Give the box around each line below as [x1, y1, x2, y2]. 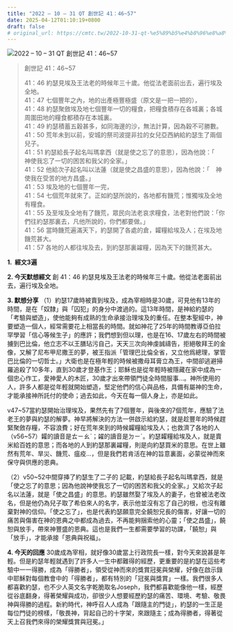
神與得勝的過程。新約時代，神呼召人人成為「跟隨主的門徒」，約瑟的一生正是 [7, 600, 223, 608]
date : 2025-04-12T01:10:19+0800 [7, 17, 101, 24]
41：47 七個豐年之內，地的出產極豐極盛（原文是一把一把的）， [24, 96, 201, 105]
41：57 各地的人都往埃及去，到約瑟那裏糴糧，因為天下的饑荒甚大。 [24, 243, 216, 252]
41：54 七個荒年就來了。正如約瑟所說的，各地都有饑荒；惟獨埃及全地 [24, 191, 223, 200]
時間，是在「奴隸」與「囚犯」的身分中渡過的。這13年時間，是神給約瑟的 [7, 305, 214, 313]
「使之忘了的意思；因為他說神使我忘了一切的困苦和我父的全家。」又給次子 [7, 482, 217, 490]
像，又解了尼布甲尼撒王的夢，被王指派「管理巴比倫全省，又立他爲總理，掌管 [7, 348, 226, 357]
